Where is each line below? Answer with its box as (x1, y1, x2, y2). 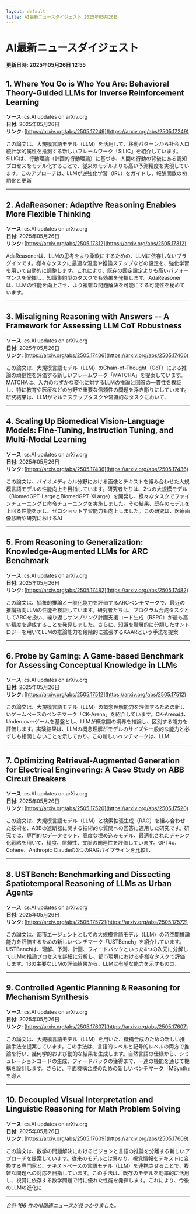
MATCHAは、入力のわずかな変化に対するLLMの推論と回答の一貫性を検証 (6, 379, 182, 386)
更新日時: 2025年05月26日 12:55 (6, 61, 86, 68)
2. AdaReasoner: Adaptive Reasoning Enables (6, 200, 176, 210)
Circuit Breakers (6, 774, 66, 784)
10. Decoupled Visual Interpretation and (6, 1095, 153, 1105)
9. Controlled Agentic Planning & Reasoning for (6, 983, 181, 993)
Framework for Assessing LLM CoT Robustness (6, 321, 182, 331)
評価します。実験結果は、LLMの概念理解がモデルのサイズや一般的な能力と (6, 725, 185, 732)
